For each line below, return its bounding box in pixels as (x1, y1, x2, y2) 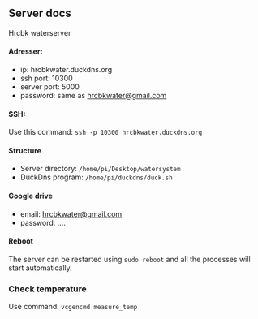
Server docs (8, 6, 71, 20)
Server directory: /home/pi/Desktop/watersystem (19, 164, 181, 174)
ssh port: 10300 (19, 73, 73, 84)
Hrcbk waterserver (8, 28, 71, 37)
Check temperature (8, 283, 87, 295)
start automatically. (8, 263, 73, 273)
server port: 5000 (19, 82, 80, 92)
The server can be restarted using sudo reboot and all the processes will (8, 254, 251, 264)
